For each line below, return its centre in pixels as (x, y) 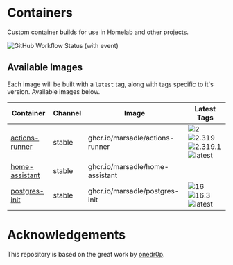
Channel (67, 113)
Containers (40, 13)
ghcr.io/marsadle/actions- (131, 138)
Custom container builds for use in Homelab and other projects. (98, 32)
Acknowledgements (67, 235)
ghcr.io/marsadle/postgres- (133, 191)
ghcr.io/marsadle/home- (128, 166)
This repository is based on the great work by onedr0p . (86, 254)
